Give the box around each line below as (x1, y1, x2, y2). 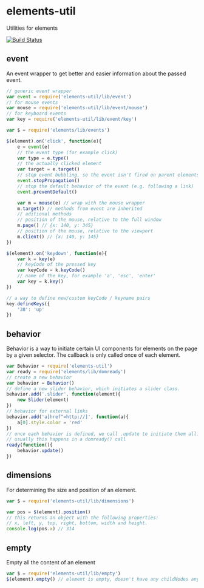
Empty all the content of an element (6, 558, 96, 566)
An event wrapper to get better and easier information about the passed (6, 70, 186, 77)
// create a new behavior (6, 374, 72, 380)
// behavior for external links (6, 408, 88, 414)
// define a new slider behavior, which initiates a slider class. (6, 385, 181, 392)
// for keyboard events (6, 110, 67, 117)
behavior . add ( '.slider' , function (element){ (6, 391, 121, 397)
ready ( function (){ (6, 442, 53, 448)
